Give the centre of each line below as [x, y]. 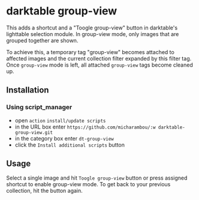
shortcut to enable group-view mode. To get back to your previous [88, 184]
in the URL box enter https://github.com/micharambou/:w [85, 127]
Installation [28, 90]
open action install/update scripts [60, 120]
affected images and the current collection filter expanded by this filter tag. [99, 58]
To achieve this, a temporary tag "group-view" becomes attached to [91, 52]
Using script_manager [39, 108]
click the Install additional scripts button [70, 145]
